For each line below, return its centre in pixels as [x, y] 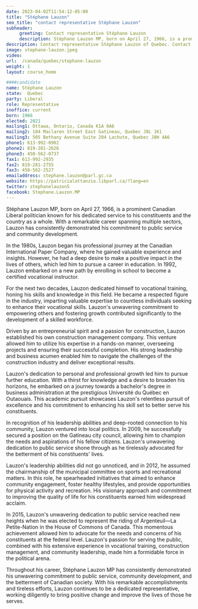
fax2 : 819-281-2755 [30, 165]
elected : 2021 [24, 121]
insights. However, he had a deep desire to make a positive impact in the [94, 258]
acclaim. [16, 503]
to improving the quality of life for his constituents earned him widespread [96, 496]
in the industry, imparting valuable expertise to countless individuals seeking [99, 301]
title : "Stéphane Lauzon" [38, 17]
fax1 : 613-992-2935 [30, 159]
